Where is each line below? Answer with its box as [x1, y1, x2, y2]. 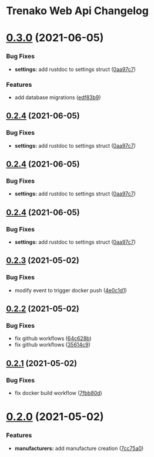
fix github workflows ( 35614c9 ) [14, 341, 91, 348]
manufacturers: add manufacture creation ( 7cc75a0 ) [14, 445, 144, 452]
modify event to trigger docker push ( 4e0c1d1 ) [14, 286, 128, 293]
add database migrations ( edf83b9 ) [14, 93, 101, 101]
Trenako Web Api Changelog [6, 4, 149, 18]
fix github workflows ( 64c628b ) [14, 335, 92, 342]
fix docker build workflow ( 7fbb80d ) [14, 390, 103, 397]
